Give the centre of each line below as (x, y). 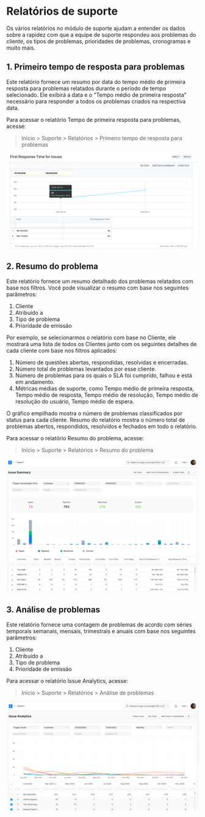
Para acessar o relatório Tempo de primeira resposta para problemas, (94, 119)
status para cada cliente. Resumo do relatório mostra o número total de (96, 420)
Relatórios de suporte (62, 11)
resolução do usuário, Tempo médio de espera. (74, 401)
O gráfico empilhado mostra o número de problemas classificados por (95, 413)
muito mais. (21, 48)
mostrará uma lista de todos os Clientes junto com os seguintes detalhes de (102, 344)
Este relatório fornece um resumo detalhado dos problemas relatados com (100, 281)
